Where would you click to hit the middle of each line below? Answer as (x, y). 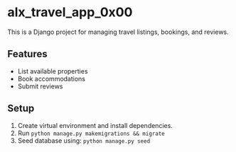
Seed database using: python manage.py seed (84, 140)
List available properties (53, 71)
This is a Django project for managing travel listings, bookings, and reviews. (118, 32)
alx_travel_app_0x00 (70, 12)
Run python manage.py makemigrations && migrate (91, 133)
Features (27, 54)
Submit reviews (40, 86)
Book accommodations (52, 78)
